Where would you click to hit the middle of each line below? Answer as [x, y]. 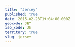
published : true [21, 14]
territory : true [21, 32]
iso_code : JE [18, 28]
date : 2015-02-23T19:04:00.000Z [37, 19]
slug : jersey [18, 37]
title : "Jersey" [21, 10]
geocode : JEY [18, 23]
